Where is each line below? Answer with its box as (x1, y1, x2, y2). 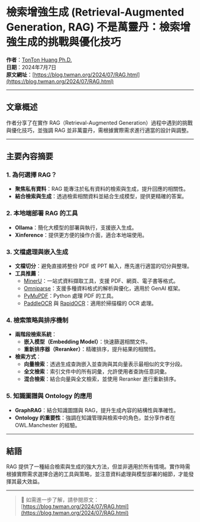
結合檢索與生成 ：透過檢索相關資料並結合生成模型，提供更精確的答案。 (14, 193, 187, 200)
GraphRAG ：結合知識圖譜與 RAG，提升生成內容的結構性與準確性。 (14, 406, 179, 413)
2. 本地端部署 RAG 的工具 (6, 209, 79, 218)
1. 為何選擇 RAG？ (6, 171, 58, 179)
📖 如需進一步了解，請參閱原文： (20, 496, 99, 504)
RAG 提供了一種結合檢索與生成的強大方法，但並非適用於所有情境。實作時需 (6, 463, 190, 470)
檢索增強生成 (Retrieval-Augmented (6, 5, 185, 19)
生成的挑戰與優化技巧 (17, 35, 121, 49)
